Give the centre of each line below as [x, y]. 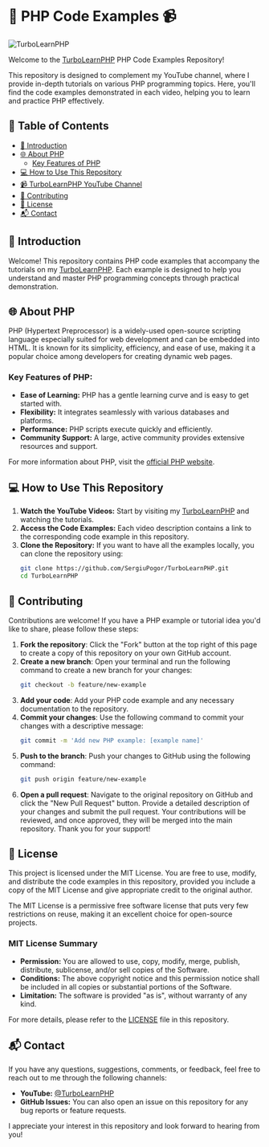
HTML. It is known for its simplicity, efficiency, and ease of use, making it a [132, 348]
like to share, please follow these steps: [73, 629]
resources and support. [59, 446]
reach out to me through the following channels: [88, 1077]
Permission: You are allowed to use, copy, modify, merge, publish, [130, 961]
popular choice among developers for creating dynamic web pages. [120, 357]
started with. [41, 403]
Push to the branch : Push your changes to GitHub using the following [135, 756]
